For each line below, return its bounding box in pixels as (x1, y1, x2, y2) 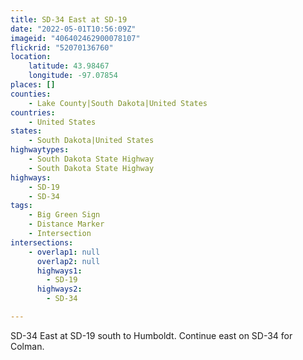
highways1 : (36, 266, 83, 276)
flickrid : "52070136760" (10, 42, 114, 53)
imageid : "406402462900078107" (10, 33, 141, 43)
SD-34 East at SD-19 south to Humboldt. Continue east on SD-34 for (10, 329, 293, 341)
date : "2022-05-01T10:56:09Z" (10, 24, 137, 34)
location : (10, 52, 52, 62)
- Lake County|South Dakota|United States (28, 98, 208, 108)
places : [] (10, 80, 56, 90)
